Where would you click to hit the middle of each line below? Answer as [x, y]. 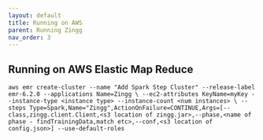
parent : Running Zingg [45, 30]
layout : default [35, 15]
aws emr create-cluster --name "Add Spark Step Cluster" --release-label [132, 87]
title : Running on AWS [45, 23]
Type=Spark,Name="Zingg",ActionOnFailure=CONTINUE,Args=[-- [130, 108]
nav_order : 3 [30, 37]
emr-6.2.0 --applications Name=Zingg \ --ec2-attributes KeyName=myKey [128, 94]
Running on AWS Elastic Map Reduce [101, 69]
